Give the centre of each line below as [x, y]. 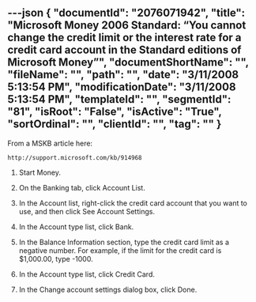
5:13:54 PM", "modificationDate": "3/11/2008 [122, 87]
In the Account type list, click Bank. [76, 226]
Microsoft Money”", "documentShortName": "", [128, 62]
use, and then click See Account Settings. [87, 211]
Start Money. [40, 172]
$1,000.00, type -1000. [56, 259]
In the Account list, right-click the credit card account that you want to [133, 203]
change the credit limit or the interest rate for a [124, 38]
